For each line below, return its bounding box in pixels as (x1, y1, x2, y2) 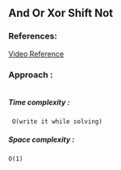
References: (8, 31, 58, 42)
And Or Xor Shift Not (8, 6, 114, 20)
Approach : (8, 68, 53, 80)
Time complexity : (8, 97, 70, 107)
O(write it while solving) (11, 117, 103, 126)
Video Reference (8, 48, 65, 59)
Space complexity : (8, 135, 75, 144)
